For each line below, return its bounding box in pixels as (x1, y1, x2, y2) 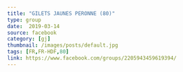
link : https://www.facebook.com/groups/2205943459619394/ (7, 55, 177, 62)
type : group (7, 16, 41, 23)
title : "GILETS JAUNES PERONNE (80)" (7, 10, 116, 17)
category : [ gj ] (7, 36, 51, 43)
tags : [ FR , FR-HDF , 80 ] (7, 49, 69, 56)
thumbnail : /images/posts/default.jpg (7, 42, 118, 49)
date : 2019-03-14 (7, 23, 60, 29)
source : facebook (7, 29, 57, 36)
